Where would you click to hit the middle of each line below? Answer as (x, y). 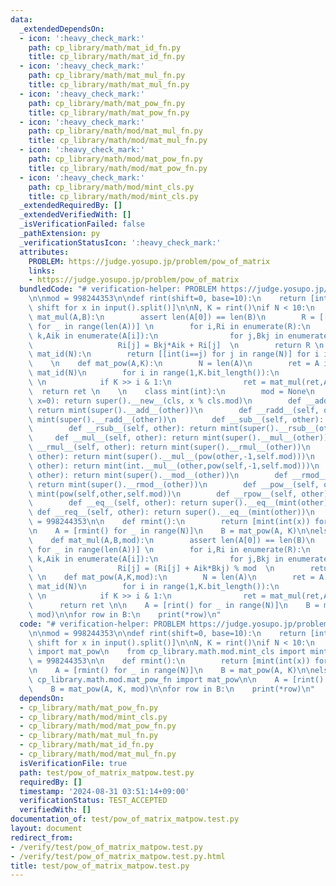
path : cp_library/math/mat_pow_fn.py (107, 103)
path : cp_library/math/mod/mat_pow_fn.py (115, 159)
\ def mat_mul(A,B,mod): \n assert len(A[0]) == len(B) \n (171, 540)
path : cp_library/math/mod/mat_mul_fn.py (115, 131)
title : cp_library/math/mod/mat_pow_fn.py (118, 168)
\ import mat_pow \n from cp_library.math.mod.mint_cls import (167, 652)
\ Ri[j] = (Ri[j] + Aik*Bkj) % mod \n (151, 568)
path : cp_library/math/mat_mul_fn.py (107, 76)
